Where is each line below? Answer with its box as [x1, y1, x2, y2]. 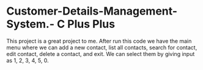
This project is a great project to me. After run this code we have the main [6, 37, 192, 44]
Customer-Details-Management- [6, 4, 178, 18]
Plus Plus [67, 17, 115, 31]
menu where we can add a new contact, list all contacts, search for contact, [6, 44, 197, 51]
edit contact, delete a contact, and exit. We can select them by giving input [6, 50, 195, 57]
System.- [6, 17, 55, 31]
